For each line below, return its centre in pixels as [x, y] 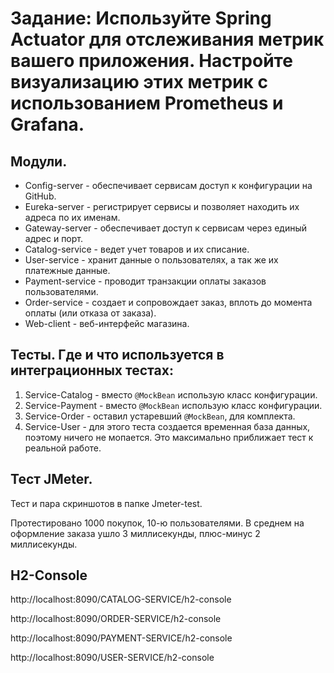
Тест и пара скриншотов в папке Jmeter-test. [106, 503]
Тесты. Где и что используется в [117, 355]
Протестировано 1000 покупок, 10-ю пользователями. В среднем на [157, 523]
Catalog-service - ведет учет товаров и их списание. [137, 249]
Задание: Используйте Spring [141, 18]
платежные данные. [67, 270]
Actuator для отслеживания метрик [167, 39]
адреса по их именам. [72, 217]
